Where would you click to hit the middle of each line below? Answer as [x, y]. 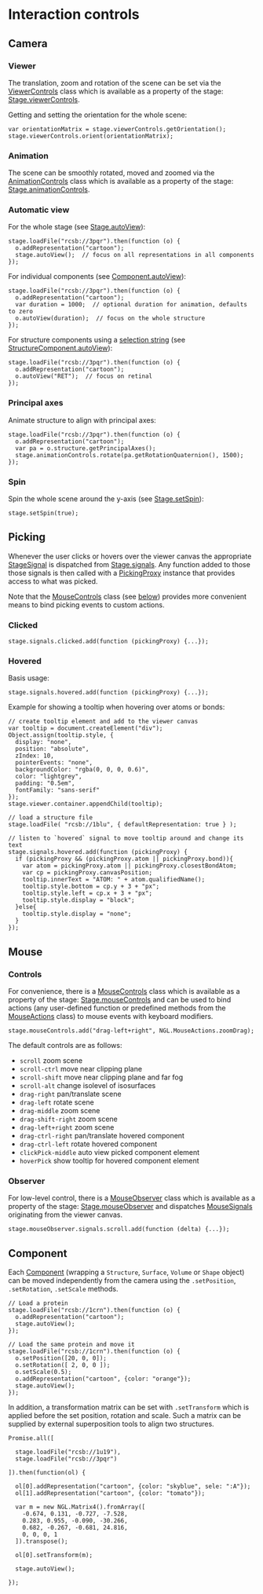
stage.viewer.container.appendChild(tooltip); [86, 804]
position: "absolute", [52, 749]
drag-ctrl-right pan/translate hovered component [102, 1136]
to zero [21, 312]
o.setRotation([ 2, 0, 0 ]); [63, 1365]
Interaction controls [74, 15]
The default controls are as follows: [65, 1046]
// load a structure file [50, 818]
